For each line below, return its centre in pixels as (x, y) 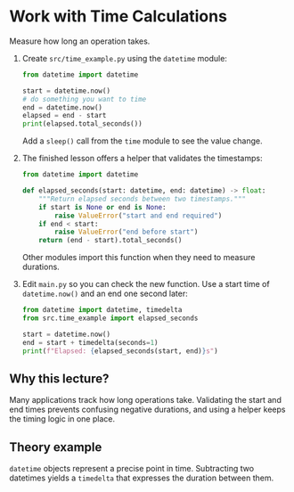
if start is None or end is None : (102, 207)
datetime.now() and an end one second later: (105, 294)
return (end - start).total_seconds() (110, 241)
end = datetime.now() (62, 107)
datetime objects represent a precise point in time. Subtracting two (132, 469)
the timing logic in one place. (62, 419)
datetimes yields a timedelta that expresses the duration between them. (142, 478)
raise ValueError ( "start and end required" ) (139, 216)
